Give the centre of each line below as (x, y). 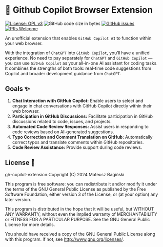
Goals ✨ (18, 89)
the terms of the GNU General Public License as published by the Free (76, 189)
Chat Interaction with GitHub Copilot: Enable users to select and (78, 101)
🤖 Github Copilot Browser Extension (79, 10)
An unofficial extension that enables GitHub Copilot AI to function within (78, 38)
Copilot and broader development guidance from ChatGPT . (63, 73)
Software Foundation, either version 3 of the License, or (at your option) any (81, 194)
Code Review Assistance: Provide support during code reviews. (77, 147)
